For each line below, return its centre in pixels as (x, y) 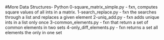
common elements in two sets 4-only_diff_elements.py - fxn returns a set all (82, 27)
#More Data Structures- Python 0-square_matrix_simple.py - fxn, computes (82, 7)
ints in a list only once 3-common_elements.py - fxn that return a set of (77, 22)
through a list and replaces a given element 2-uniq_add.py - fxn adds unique (82, 17)
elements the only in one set (34, 33)
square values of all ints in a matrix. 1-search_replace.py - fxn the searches (81, 12)
